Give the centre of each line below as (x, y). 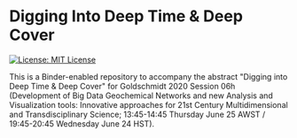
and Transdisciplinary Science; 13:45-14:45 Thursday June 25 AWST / (137, 114)
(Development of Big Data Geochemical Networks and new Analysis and (141, 96)
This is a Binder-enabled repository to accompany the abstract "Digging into (148, 76)
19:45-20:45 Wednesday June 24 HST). (82, 123)
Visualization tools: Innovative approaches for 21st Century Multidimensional (148, 104)
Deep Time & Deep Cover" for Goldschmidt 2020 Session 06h (122, 86)
